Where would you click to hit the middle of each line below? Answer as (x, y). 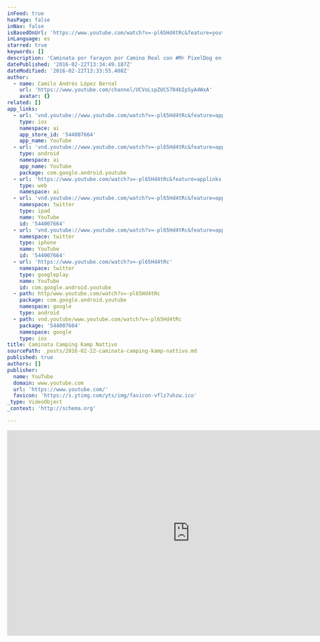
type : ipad (35, 211)
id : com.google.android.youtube (65, 287)
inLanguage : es (29, 39)
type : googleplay (44, 275)
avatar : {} (35, 97)
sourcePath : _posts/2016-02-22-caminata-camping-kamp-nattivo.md (102, 351)
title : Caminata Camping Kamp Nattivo (62, 345)
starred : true (27, 45)
